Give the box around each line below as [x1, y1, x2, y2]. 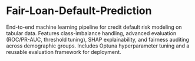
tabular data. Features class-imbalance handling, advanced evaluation [6, 29, 177, 36]
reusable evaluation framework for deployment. [6, 48, 122, 55]
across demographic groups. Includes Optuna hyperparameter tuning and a [6, 42, 190, 49]
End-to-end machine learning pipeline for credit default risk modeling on [6, 23, 182, 30]
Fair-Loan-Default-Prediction [6, 4, 152, 18]
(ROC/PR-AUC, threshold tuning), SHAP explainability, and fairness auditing [6, 36, 190, 43]
